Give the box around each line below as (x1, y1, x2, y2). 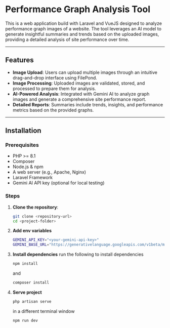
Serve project (12, 289, 42, 295)
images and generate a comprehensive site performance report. (12, 96, 147, 102)
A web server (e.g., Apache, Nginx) (12, 169, 87, 175)
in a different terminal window (12, 308, 75, 314)
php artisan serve (12, 299, 52, 304)
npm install (12, 261, 38, 266)
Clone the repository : (12, 204, 59, 210)
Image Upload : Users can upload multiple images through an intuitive (12, 69, 158, 75)
